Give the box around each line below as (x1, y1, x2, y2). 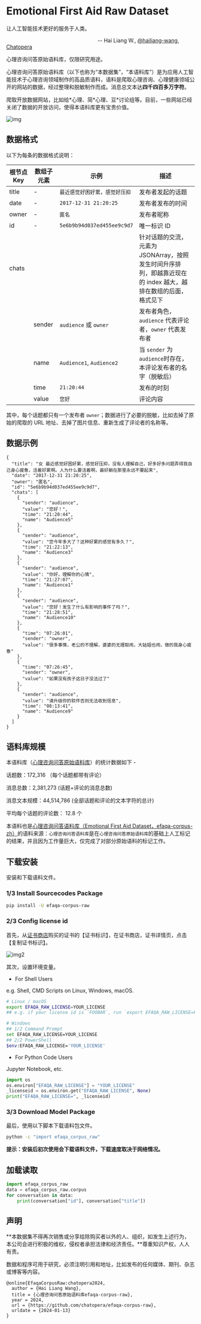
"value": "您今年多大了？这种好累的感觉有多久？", (22, 539, 135, 545)
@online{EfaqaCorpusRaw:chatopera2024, (6, 1280, 106, 1286)
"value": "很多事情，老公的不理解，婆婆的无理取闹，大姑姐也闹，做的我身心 (22, 642, 187, 648)
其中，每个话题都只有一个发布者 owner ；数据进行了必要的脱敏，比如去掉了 (6, 411, 189, 418)
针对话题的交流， (139, 233, 187, 241)
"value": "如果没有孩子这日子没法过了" (22, 675, 110, 681)
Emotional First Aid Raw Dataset (6, 4, 169, 18)
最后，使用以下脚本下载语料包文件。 (6, 1122, 96, 1129)
